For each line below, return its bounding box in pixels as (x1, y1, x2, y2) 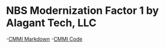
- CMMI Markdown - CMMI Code (6, 35, 83, 42)
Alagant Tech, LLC (6, 16, 97, 29)
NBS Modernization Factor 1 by (6, 4, 159, 17)
